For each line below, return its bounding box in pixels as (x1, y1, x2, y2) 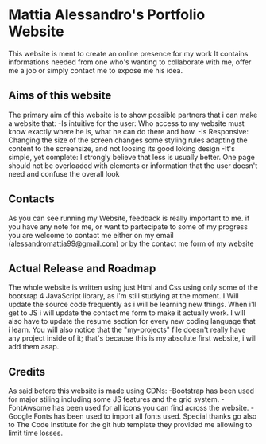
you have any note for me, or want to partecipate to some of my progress (8, 221, 249, 232)
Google (8, 411, 33, 421)
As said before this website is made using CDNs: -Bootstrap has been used (8, 386, 255, 395)
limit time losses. (8, 428, 64, 438)
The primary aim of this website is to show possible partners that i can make (8, 110, 258, 119)
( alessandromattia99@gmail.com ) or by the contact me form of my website (8, 239, 254, 248)
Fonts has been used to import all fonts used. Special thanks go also (33, 411, 257, 421)
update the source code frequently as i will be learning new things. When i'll (8, 300, 256, 310)
